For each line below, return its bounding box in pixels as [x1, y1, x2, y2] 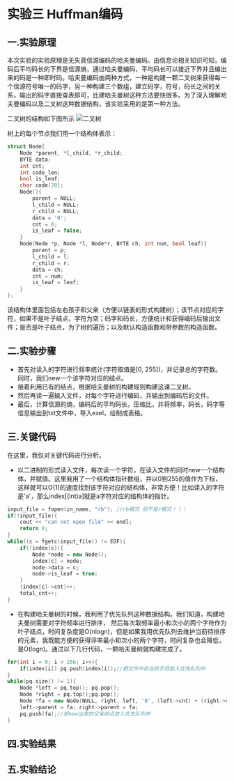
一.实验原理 [7, 36, 57, 48]
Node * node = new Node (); [32, 551, 108, 558]
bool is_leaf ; [19, 176, 61, 183]
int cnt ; [19, 162, 45, 169]
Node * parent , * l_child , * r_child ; [19, 149, 123, 157]
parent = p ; [32, 247, 68, 254]
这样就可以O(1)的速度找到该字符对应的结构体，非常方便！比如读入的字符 [17, 483, 225, 491]
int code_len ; [19, 169, 61, 176]
